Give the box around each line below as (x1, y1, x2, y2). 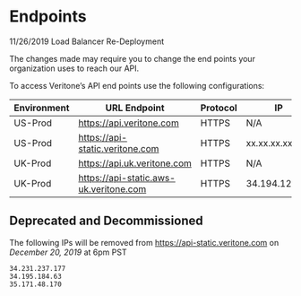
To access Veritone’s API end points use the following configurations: (9, 80, 265, 91)
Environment (13, 101, 70, 114)
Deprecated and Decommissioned (9, 213, 203, 229)
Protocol (200, 101, 237, 114)
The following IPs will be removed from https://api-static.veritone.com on (9, 237, 279, 248)
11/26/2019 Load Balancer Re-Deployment (9, 36, 165, 47)
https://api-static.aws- (78, 171, 176, 184)
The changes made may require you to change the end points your (9, 53, 255, 64)
